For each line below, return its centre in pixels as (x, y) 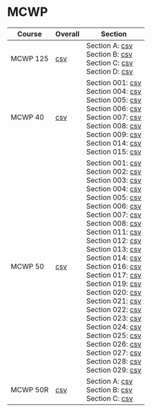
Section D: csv (110, 71)
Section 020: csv (114, 292)
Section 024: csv (114, 326)
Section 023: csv (114, 318)
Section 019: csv (114, 284)
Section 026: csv (114, 344)
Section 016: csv (114, 266)
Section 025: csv (114, 335)
